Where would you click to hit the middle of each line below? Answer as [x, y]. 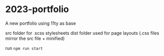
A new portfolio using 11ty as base [41, 23]
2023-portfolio [37, 9]
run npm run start [24, 48]
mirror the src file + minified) [35, 38]
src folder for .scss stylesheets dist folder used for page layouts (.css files [82, 33]
